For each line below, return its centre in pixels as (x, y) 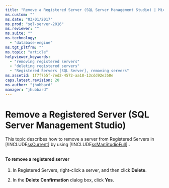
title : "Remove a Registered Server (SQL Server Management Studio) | (81, 10)
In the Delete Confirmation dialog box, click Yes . (63, 180)
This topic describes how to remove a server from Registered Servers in (80, 139)
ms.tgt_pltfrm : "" (24, 47)
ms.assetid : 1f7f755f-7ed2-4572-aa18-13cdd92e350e (59, 76)
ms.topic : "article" (27, 52)
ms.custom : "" (20, 15)
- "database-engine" (31, 43)
